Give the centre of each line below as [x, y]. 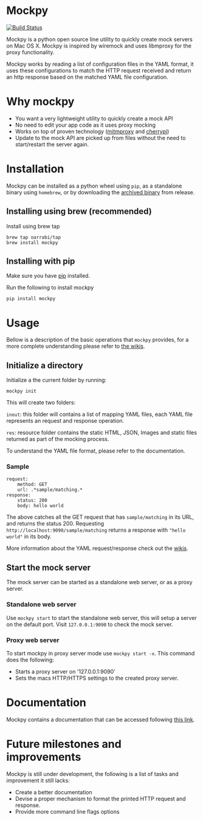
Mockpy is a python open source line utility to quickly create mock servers [99, 39]
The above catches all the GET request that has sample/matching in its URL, [100, 517]
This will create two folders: [41, 403]
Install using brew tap [33, 226]
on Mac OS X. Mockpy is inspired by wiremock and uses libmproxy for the [99, 46]
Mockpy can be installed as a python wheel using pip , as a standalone [94, 186]
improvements [44, 757]
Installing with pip [41, 262]
